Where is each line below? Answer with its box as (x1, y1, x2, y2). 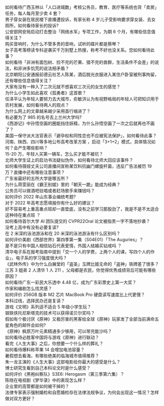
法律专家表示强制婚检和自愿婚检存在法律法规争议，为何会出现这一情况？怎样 (5, 389, 159, 395)
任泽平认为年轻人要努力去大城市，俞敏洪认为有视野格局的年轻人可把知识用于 (5, 96, 159, 102)
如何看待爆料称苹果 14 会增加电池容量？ (5, 347, 85, 352)
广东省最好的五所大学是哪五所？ (5, 176, 69, 181)
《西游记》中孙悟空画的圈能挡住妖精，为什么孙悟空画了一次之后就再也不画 (5, 120, 155, 126)
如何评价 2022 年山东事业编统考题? (5, 194, 76, 200)
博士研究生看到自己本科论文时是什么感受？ (5, 365, 91, 371)
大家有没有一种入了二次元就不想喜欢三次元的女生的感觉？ (5, 84, 121, 90)
